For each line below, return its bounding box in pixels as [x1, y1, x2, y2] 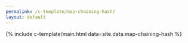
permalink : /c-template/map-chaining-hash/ [5, 8, 116, 15]
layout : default [5, 14, 46, 20]
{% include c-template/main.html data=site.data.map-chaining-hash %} [5, 30, 183, 37]
